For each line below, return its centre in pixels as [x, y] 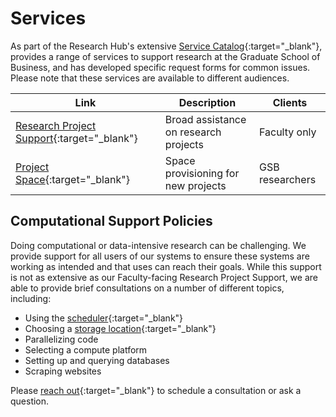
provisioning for [202, 173]
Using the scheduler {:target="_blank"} [104, 318]
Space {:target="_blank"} [72, 179]
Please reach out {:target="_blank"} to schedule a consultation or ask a [156, 390]
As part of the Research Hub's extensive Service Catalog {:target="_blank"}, [166, 46]
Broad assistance [205, 119]
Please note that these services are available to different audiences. [150, 78]
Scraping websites [63, 371]
